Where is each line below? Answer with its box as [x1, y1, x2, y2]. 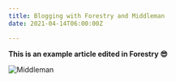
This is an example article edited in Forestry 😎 [8, 49, 168, 58]
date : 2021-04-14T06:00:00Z [8, 19, 104, 28]
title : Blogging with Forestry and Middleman [8, 11, 165, 20]
